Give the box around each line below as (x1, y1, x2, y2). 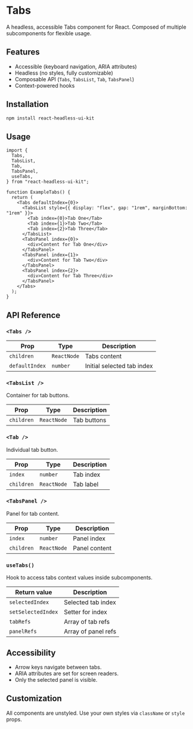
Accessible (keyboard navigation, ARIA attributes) (14, 63, 137, 70)
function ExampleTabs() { (6, 189, 70, 195)
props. (6, 715, 22, 723)
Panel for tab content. (6, 510, 60, 517)
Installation (6, 99, 49, 109)
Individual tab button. (6, 446, 58, 453)
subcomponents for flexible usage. (6, 29, 92, 36)
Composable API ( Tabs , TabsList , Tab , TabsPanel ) (14, 75, 135, 82)
